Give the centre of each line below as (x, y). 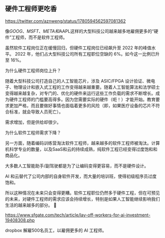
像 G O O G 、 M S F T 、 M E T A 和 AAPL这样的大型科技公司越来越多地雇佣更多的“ (80, 31)
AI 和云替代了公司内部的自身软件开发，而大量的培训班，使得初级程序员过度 (81, 176)
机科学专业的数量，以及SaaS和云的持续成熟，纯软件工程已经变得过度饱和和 (81, 149)
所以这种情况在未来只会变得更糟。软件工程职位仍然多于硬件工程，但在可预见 (82, 193)
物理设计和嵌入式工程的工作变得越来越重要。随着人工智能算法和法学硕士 (87, 87)
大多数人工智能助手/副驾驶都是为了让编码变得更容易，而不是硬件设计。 (77, 166)
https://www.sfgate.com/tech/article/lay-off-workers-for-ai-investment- (78, 215)
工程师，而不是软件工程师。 (40, 37)
